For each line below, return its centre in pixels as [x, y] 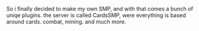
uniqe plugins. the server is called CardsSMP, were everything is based [96, 15]
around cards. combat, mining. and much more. [66, 22]
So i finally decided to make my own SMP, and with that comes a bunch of [100, 9]
